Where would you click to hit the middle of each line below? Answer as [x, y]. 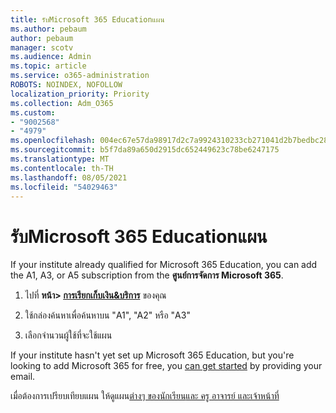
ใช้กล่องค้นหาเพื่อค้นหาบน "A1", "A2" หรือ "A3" [107, 315]
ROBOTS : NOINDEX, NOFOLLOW [66, 85]
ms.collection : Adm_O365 [62, 103]
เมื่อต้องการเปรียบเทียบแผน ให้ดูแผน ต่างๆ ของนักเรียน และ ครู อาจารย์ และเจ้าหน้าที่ [145, 396]
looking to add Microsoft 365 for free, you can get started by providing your [166, 366]
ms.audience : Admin [51, 57]
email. [23, 377]
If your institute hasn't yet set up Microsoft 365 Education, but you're [152, 355]
